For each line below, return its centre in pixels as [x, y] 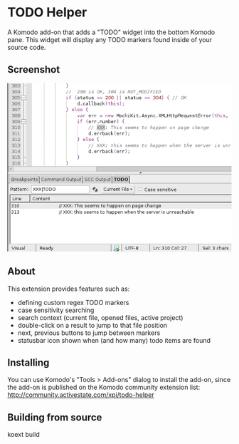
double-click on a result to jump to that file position [92, 325]
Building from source [55, 417]
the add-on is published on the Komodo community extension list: [104, 387]
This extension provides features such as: [69, 289]
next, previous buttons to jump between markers [89, 333]
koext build [24, 435]
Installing [28, 362]
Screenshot [34, 69]
